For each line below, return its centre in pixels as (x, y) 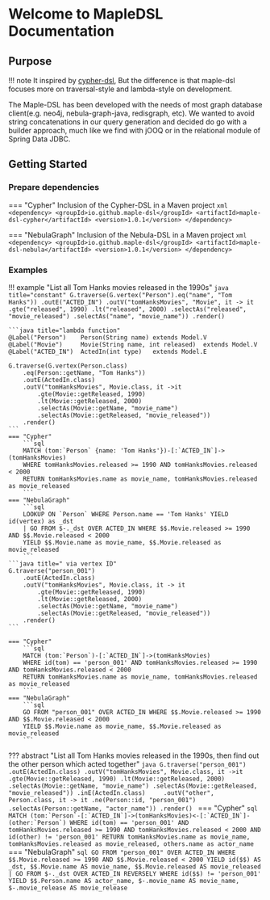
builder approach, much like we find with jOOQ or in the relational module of (135, 130)
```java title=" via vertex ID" (62, 564)
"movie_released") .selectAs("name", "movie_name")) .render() (117, 316)
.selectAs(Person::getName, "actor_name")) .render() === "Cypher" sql (133, 808)
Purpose (30, 61)
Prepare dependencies (54, 187)
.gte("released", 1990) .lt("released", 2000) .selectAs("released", (128, 309)
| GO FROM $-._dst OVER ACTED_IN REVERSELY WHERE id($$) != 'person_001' (135, 873)
